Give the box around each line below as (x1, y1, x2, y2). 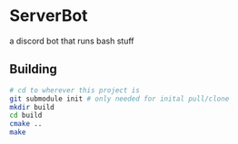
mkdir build (9, 102, 55, 111)
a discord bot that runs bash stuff (9, 35, 134, 46)
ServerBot (9, 5, 88, 26)
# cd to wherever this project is (9, 85, 141, 95)
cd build (9, 110, 43, 120)
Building (9, 62, 57, 77)
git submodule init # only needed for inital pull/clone (9, 94, 230, 103)
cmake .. (9, 120, 43, 129)
